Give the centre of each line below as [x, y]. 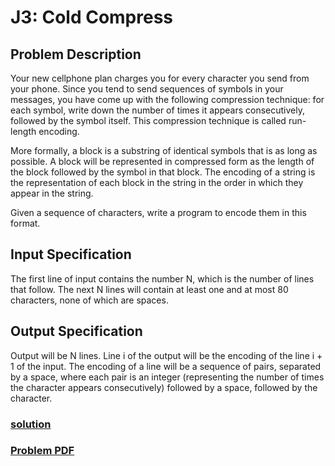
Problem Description [76, 54]
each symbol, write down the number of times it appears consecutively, [157, 110]
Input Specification [71, 254]
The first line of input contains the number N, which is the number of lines [162, 278]
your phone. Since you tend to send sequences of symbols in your [147, 89]
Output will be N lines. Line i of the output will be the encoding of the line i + [166, 355]
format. [25, 223]
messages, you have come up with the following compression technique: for [167, 99]
